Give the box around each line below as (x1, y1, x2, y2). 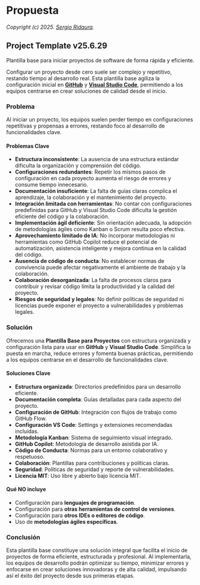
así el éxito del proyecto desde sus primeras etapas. (6, 572, 135, 580)
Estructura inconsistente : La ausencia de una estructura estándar (14, 156, 180, 163)
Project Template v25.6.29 (6, 41, 108, 51)
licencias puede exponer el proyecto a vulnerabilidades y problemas (14, 302, 184, 309)
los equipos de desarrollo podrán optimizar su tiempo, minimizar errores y (6, 559, 189, 566)
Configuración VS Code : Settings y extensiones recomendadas (14, 421, 172, 428)
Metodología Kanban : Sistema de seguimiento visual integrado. (14, 434, 173, 441)
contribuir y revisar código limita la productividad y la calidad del (14, 283, 175, 290)
